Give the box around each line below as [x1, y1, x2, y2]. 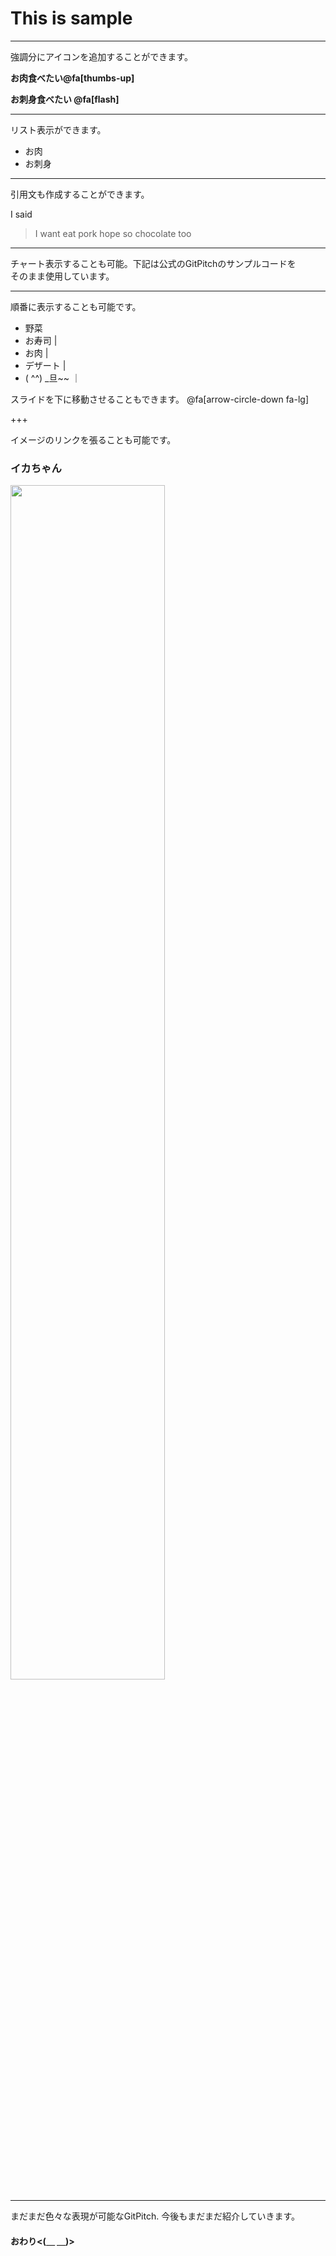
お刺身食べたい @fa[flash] [10, 93, 120, 105]
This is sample [10, 7, 133, 30]
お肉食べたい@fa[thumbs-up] [10, 72, 135, 84]
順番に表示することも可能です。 [10, 300, 142, 312]
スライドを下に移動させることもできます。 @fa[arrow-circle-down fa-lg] [10, 393, 309, 405]
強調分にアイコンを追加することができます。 [10, 50, 193, 62]
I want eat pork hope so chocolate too [34, 227, 192, 239]
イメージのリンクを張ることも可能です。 [10, 433, 177, 446]
